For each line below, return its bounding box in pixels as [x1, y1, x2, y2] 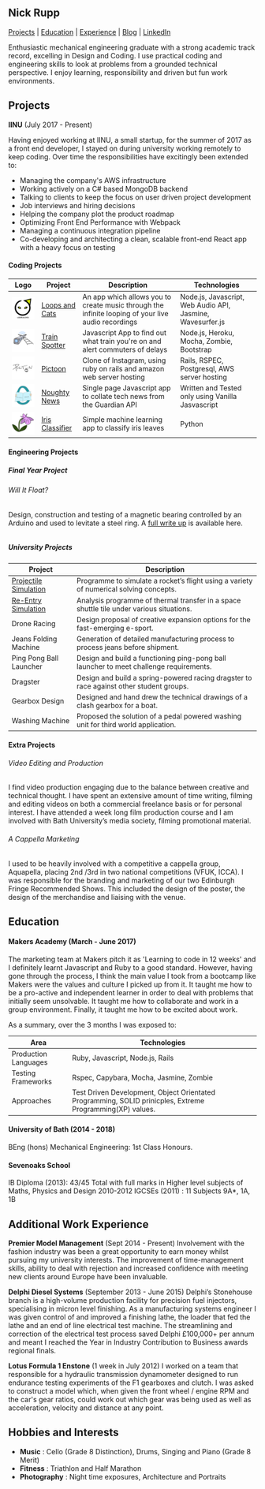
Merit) [19, 1455, 40, 1465]
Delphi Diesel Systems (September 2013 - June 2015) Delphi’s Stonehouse [8, 1287, 253, 1297]
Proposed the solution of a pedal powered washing [76, 711, 242, 721]
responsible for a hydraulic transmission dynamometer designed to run [8, 1370, 239, 1379]
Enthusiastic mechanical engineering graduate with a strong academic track [8, 43, 256, 52]
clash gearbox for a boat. [76, 700, 158, 710]
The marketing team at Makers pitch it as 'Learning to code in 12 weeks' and [8, 954, 256, 965]
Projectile [11, 576, 43, 586]
